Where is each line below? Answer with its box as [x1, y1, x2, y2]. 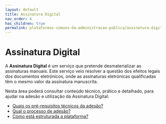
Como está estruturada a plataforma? [12, 114, 89, 120]
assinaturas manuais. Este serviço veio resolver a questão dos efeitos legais [5, 68, 161, 74]
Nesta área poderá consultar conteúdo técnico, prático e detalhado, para [5, 88, 154, 94]
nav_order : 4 [5, 16, 32, 21]
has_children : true [5, 21, 45, 26]
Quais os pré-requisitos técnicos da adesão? [12, 103, 104, 109]
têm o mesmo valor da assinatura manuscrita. [5, 79, 98, 85]
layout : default [5, 7, 39, 12]
